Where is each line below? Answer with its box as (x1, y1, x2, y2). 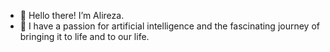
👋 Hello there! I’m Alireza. (19, 10, 125, 21)
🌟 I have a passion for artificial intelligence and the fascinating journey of (19, 20, 320, 32)
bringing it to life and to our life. (19, 31, 150, 42)
